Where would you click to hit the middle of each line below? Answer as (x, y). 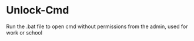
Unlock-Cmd (38, 10)
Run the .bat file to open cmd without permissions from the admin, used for (97, 26)
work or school (24, 32)
